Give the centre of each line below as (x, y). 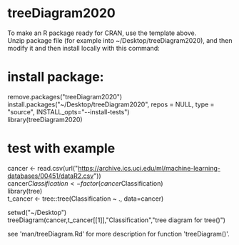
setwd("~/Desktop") (37, 212)
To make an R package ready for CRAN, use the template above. (102, 33)
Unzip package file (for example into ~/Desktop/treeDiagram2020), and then (120, 40)
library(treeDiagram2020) (45, 119)
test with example (61, 149)
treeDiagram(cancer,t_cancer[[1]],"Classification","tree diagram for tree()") (117, 220)
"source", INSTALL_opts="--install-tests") (68, 111)
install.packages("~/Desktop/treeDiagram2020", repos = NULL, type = (111, 104)
